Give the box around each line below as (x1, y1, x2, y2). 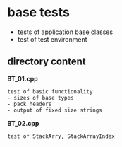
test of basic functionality (7, 88, 93, 95)
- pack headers (7, 100, 52, 107)
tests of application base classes (17, 28, 114, 36)
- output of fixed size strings (7, 107, 102, 114)
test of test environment (17, 35, 87, 43)
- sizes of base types (7, 94, 74, 101)
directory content (7, 56, 86, 68)
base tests (7, 4, 71, 20)
